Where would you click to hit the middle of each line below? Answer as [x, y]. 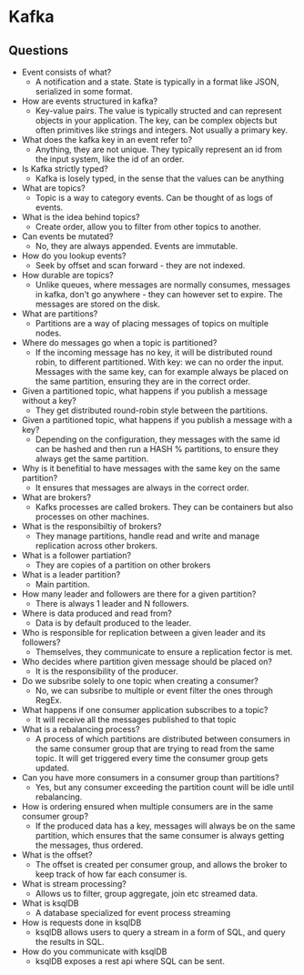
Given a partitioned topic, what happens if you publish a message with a [157, 420]
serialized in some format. [84, 91]
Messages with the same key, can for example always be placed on [162, 372]
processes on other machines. [92, 517]
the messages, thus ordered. [89, 845]
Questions [39, 50]
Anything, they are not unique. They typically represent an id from [159, 149]
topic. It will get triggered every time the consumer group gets [152, 758]
